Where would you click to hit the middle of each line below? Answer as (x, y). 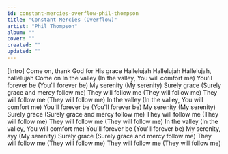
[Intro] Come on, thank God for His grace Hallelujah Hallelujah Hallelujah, (109, 71)
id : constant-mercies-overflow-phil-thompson (73, 13)
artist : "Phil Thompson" (42, 26)
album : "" (21, 32)
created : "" (24, 45)
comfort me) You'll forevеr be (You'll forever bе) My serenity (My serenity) (112, 107)
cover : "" (21, 39)
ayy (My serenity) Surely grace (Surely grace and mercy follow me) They (109, 136)
